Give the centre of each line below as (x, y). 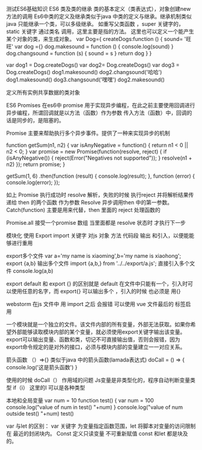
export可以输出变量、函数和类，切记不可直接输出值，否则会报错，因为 (93, 339)
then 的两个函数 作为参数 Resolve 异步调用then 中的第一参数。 (95, 202)
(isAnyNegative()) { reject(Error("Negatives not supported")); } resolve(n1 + (99, 158)
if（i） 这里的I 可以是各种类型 (49, 388)
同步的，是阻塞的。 (40, 120)
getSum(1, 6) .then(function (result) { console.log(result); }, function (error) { (101, 176)
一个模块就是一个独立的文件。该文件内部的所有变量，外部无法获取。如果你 (98, 324)
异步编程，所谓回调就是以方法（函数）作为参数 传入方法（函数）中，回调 (96, 113)
